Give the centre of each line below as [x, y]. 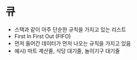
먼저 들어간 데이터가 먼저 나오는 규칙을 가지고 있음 [72, 43]
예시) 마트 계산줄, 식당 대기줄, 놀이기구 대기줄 [67, 50]
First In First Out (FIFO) [42, 36]
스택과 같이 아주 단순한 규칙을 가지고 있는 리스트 [70, 29]
